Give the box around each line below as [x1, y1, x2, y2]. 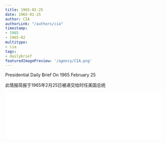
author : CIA [5, 16, 30, 21]
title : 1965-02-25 [5, 7, 43, 12]
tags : [5, 49, 16, 54]
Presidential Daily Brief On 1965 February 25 [5, 72, 96, 78]
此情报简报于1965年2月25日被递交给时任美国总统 [5, 82, 106, 88]
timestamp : [5, 26, 28, 31]
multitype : [5, 40, 28, 45]
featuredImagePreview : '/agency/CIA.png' [5, 58, 92, 63]
